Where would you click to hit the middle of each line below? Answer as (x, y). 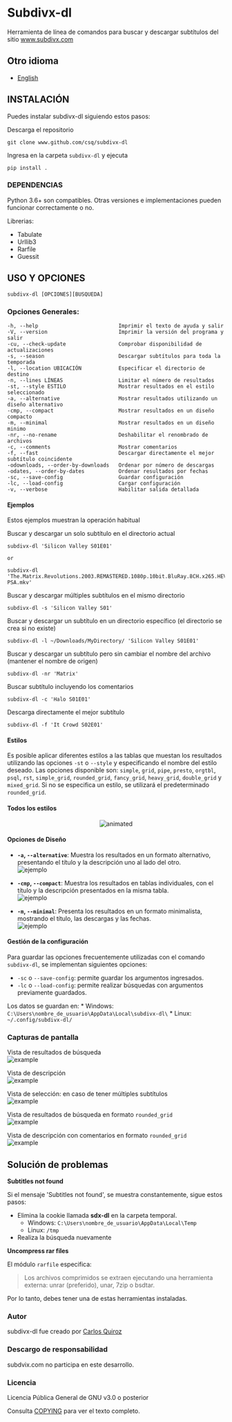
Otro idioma (33, 61)
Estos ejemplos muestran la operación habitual (74, 520)
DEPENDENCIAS (35, 185)
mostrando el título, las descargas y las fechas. (84, 918)
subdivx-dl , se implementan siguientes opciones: (77, 964)
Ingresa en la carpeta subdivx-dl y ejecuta (68, 155)
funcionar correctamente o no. (51, 207)
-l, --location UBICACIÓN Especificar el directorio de (106, 368)
